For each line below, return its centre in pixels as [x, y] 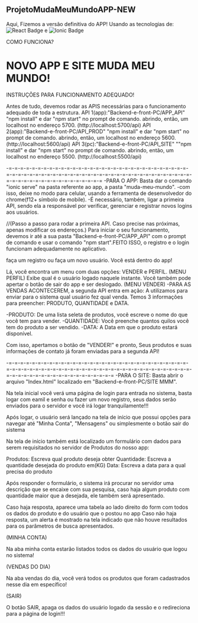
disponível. [20, 333]
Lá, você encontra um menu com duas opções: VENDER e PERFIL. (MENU [96, 271]
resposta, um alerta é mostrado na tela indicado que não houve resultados [97, 519]
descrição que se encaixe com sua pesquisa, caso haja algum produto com [98, 489]
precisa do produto [29, 471]
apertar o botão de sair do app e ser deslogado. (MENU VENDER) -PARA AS [98, 284]
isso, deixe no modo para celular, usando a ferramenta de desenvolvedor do [99, 193]
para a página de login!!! [35, 614]
